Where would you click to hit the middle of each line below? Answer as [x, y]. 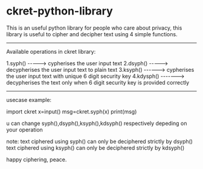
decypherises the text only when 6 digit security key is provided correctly [98, 82]
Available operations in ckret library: [51, 51]
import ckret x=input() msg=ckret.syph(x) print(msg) [72, 111]
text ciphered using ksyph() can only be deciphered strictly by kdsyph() [95, 148]
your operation [25, 129]
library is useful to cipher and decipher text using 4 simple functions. [92, 34]
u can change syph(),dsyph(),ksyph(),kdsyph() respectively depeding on [97, 123]
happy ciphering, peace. [37, 159]
